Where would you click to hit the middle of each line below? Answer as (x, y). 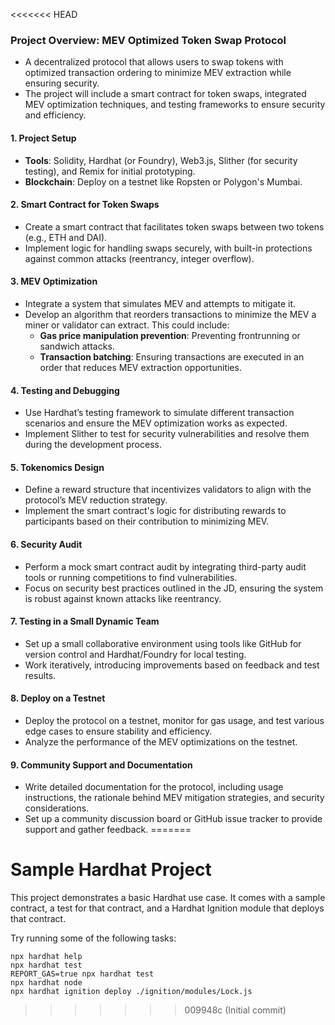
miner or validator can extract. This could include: (127, 325)
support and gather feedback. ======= (108, 830)
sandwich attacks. (77, 346)
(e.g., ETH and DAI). (66, 237)
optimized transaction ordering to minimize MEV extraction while (158, 73)
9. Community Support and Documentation (101, 765)
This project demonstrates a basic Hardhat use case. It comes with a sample (168, 898)
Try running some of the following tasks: (93, 938)
